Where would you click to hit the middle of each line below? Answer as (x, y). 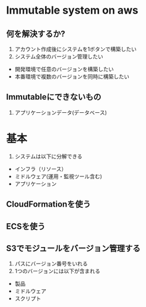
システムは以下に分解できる (49, 156)
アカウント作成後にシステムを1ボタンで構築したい (76, 49)
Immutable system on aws (72, 10)
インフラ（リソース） (41, 169)
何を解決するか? (36, 34)
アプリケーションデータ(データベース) (61, 112)
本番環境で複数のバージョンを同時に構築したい (72, 77)
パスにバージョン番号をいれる (51, 264)
